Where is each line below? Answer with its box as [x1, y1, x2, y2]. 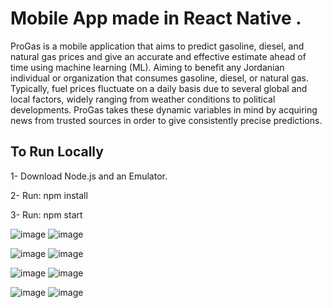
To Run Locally [10, 143, 104, 161]
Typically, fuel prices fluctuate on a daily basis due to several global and [10, 82, 308, 94]
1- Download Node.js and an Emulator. [10, 170, 168, 182]
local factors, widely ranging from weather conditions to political [10, 93, 276, 105]
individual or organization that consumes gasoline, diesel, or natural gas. [10, 72, 309, 84]
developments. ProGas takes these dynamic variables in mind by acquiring [10, 103, 318, 116]
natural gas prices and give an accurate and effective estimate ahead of [10, 50, 307, 62]
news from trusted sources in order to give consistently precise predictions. [10, 114, 323, 126]
